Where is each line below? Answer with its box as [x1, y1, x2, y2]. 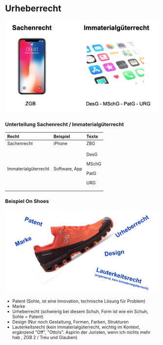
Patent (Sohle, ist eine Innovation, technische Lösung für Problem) [12, 298, 145, 304]
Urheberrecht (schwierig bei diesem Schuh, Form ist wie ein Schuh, [12, 308, 148, 314]
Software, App [53, 165, 82, 171]
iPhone [53, 141, 68, 146]
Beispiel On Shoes [5, 198, 49, 204]
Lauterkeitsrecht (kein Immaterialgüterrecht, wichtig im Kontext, [12, 324, 141, 330]
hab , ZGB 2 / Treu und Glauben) [12, 334, 78, 340]
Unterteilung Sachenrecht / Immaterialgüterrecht [5, 121, 124, 127]
